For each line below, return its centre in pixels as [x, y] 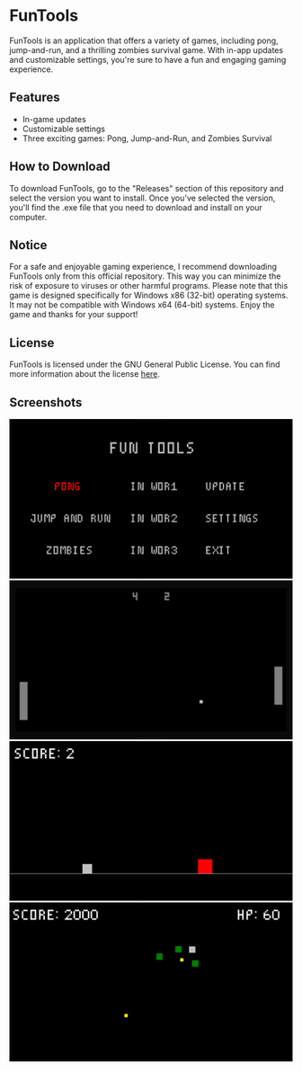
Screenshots [46, 402]
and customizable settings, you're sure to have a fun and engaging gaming [148, 59]
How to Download [60, 167]
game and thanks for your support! [74, 315]
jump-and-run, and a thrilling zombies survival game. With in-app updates [147, 49]
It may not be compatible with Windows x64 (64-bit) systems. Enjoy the [142, 305]
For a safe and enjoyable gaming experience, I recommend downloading [143, 267]
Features [35, 98]
